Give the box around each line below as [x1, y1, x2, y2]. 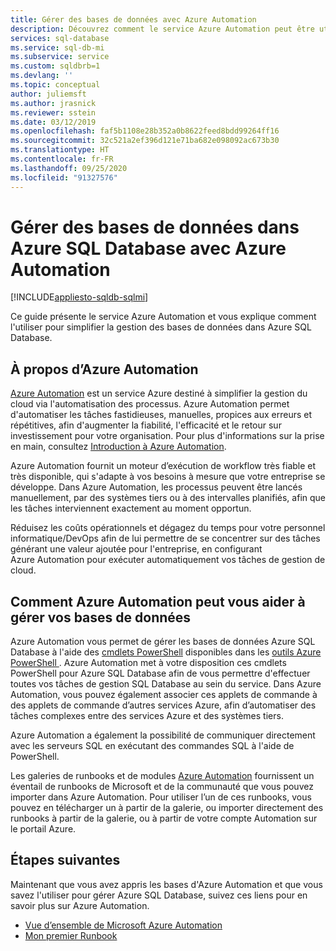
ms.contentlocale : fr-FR [10, 154, 114, 164]
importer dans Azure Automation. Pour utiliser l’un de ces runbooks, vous [10, 791, 312, 803]
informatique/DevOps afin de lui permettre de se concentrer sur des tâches [10, 532, 321, 545]
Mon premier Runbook [24, 929, 118, 941]
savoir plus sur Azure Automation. [10, 899, 150, 911]
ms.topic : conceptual [10, 80, 101, 90]
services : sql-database [10, 33, 110, 43]
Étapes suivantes [10, 852, 121, 869]
